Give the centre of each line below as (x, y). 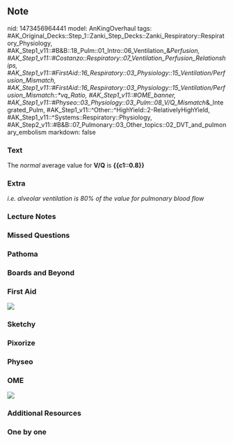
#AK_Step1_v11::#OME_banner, (132, 95)
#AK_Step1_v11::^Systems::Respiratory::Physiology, (80, 117)
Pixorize (22, 343)
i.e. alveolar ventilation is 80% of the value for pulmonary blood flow (106, 199)
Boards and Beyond (41, 273)
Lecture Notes (32, 217)
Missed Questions (39, 235)
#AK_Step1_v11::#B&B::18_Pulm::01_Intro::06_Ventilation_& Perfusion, (104, 50)
